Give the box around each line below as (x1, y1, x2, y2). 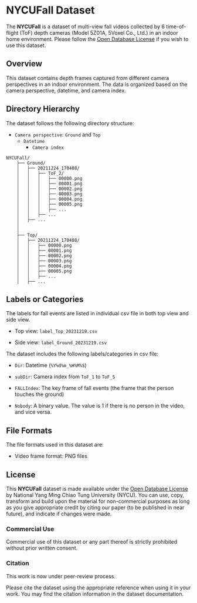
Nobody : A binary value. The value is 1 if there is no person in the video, (14, 402, 185, 409)
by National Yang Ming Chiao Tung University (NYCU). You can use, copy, (6, 492, 185, 498)
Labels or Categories (6, 294, 84, 304)
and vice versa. (14, 408, 52, 415)
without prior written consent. (6, 545, 78, 552)
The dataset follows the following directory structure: (6, 119, 134, 126)
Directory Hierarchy (6, 104, 80, 114)
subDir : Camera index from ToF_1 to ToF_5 (14, 373, 116, 380)
